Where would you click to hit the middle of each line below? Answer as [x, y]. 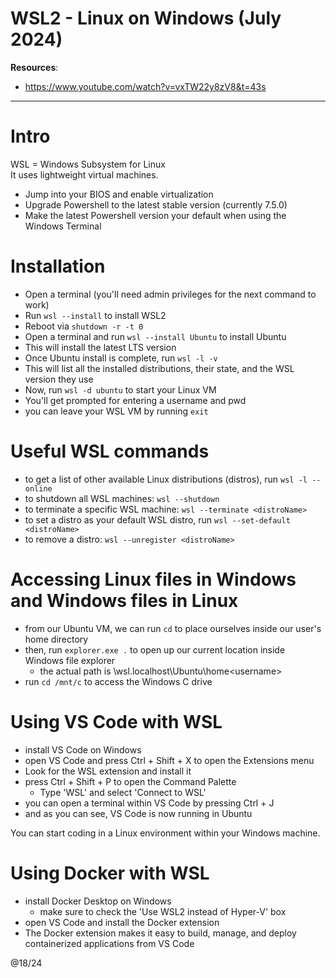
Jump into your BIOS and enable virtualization [119, 194]
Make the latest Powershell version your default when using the [155, 215]
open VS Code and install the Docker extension [122, 922]
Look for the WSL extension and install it [108, 771]
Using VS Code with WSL [116, 721]
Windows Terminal [63, 226]
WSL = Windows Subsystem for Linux [88, 164]
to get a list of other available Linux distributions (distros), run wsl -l [166, 479]
